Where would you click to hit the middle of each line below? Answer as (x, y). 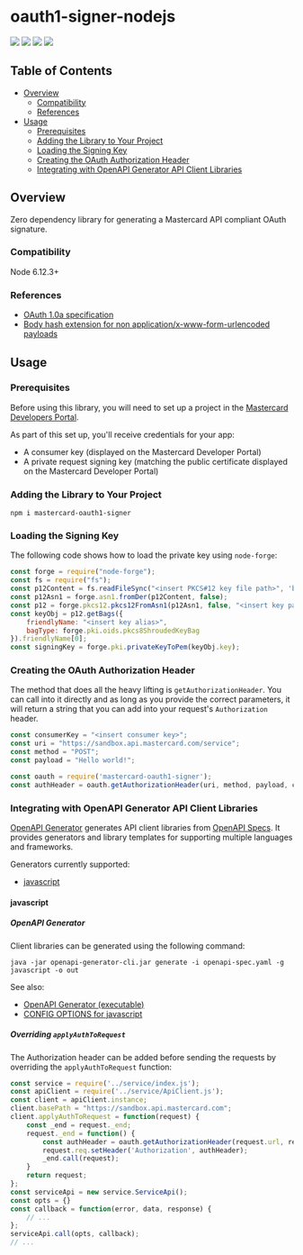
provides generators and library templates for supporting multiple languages (151, 837)
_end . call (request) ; (81, 1159)
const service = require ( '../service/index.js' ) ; (105, 1083)
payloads (40, 334)
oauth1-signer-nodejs (93, 17)
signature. (29, 229)
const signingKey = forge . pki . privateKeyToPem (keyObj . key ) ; (125, 647)
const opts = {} (40, 1200)
